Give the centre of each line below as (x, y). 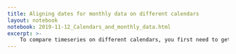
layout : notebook (33, 20)
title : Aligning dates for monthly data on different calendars (103, 14)
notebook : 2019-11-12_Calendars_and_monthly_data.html (89, 27)
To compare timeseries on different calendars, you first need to (119, 40)
